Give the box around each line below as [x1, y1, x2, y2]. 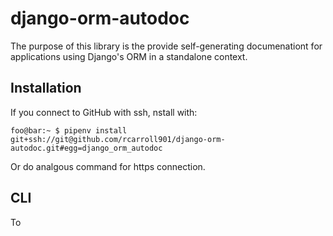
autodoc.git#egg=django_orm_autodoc [10, 143, 163, 153]
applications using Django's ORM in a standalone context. [10, 50, 248, 62]
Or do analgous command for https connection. [10, 160, 206, 172]
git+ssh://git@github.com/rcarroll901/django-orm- [10, 134, 226, 144]
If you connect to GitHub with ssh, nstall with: [10, 106, 198, 118]
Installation [10, 80, 82, 97]
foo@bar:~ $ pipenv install [10, 125, 128, 136]
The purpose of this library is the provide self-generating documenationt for [10, 40, 323, 52]
